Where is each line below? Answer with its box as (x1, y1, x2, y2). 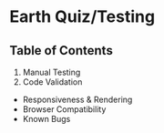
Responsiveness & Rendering (22, 94, 133, 105)
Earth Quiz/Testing (9, 6, 156, 27)
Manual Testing (22, 66, 81, 77)
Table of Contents (9, 43, 114, 58)
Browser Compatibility (22, 104, 107, 115)
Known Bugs (22, 114, 71, 124)
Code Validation (22, 77, 83, 87)
